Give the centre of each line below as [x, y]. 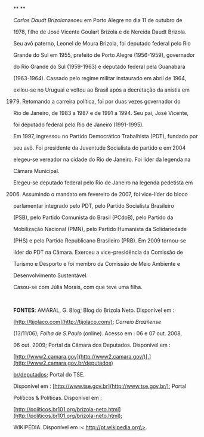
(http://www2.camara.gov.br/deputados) [63, 363]
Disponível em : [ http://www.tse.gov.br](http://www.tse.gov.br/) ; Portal [100, 386]
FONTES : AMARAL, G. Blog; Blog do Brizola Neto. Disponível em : [94, 310]
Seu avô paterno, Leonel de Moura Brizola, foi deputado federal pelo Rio [102, 43]
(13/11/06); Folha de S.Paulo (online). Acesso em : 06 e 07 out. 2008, [98, 333]
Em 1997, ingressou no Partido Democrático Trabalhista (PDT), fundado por [106, 136]
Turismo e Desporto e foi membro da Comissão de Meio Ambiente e [97, 264]
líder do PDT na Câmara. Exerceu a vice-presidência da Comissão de [98, 252]
